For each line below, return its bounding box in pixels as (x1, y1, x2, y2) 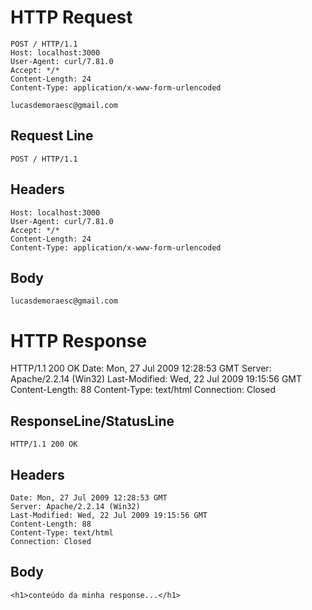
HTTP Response (10, 329, 148, 352)
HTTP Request (10, 6, 133, 29)
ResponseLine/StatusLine (10, 412, 175, 430)
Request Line (10, 127, 94, 145)
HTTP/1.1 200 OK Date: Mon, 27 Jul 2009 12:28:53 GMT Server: (10, 362, 272, 375)
